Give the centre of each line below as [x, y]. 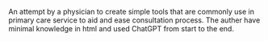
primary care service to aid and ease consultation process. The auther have [134, 20]
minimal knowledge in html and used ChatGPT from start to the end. [121, 29]
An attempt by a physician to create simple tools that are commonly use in [132, 12]
